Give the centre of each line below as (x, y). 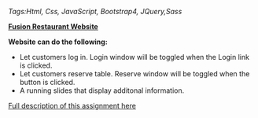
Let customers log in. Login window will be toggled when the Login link (135, 57)
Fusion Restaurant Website (53, 26)
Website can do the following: (58, 42)
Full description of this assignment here (72, 106)
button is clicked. (47, 82)
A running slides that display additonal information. (102, 90)
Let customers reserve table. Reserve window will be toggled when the (135, 74)
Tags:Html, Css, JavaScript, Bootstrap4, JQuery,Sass (95, 11)
